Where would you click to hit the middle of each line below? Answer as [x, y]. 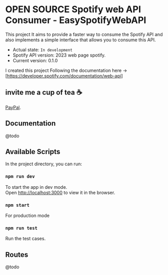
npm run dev [20, 177]
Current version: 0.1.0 [35, 60]
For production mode [28, 215]
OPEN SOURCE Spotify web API [73, 9]
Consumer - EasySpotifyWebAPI [76, 20]
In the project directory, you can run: [44, 164]
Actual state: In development [43, 49]
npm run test [21, 228]
